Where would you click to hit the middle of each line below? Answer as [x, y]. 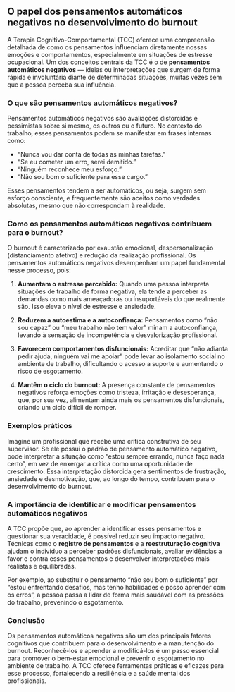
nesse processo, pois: [39, 270]
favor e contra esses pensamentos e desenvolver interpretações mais [108, 559]
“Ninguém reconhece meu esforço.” [69, 169]
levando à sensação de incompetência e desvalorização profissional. [118, 335]
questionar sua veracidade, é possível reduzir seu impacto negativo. [106, 536]
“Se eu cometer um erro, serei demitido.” [77, 162]
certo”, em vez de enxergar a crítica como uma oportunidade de [100, 463]
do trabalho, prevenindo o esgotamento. [66, 602]
